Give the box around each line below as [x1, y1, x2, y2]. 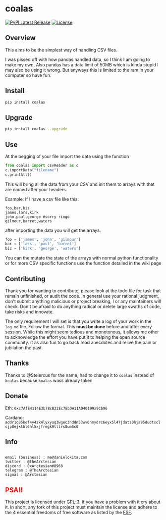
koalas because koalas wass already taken [5, 377, 93, 383]
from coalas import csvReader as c [5, 163, 79, 168]
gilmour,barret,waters [5, 218, 52, 223]
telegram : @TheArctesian [5, 468, 58, 473]
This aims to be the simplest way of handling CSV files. [5, 47, 117, 52]
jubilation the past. [5, 345, 43, 351]
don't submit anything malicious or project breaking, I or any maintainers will [5, 298, 161, 304]
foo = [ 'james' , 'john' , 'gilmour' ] [5, 237, 81, 242]
